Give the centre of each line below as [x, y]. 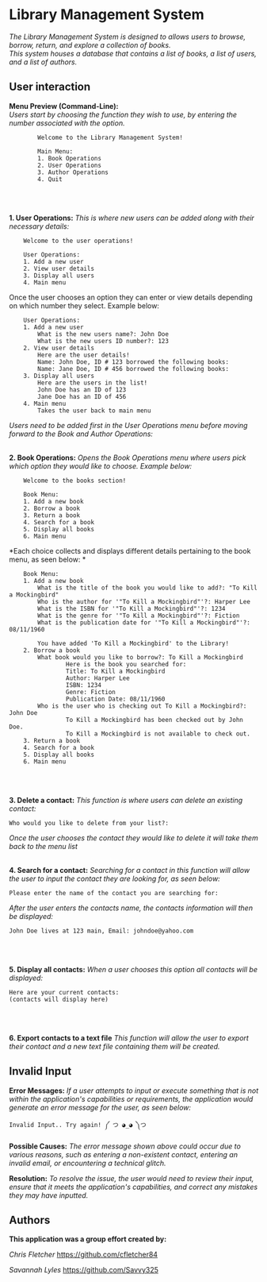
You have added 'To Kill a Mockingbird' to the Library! [133, 643]
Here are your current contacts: [64, 992]
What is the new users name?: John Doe [103, 334]
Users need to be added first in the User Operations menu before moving [128, 425]
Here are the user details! [84, 355]
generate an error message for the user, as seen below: [100, 1107]
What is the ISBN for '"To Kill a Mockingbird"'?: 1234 [132, 608]
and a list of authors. [43, 62]
